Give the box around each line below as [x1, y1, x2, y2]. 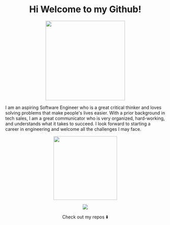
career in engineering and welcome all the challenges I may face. [5, 126, 142, 132]
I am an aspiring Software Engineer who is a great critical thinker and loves [5, 104, 161, 110]
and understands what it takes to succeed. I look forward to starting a [5, 121, 151, 127]
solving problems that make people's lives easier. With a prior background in [5, 109, 165, 116]
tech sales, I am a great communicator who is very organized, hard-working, [5, 115, 165, 121]
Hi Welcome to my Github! [29, 4, 142, 15]
